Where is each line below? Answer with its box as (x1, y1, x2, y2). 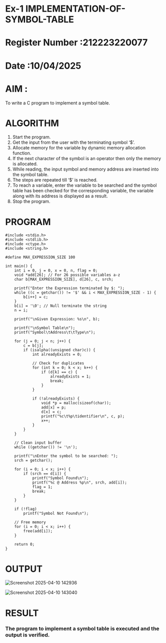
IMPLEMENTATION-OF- (25, 3, 126, 15)
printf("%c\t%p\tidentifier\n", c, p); (41, 414, 125, 419)
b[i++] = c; (23, 295, 49, 300)
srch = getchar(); (14, 458, 53, 463)
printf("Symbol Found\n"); (32, 475, 89, 481)
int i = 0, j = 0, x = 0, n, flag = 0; (14, 268, 98, 273)
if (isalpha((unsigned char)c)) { (23, 348, 96, 353)
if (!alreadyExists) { (32, 396, 80, 401)
